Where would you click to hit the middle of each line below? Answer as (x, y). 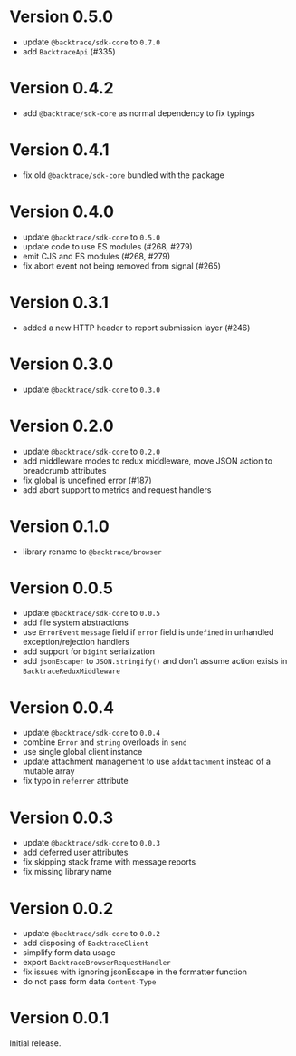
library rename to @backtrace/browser (92, 552)
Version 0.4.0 (62, 211)
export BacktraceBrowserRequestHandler (97, 963)
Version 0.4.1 (60, 150)
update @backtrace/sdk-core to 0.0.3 (91, 843)
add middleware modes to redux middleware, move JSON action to (148, 461)
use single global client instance (82, 752)
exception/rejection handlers (76, 642)
